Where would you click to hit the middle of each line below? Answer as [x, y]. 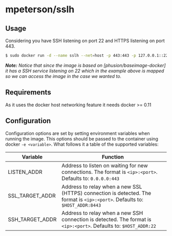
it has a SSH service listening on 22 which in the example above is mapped [85, 71]
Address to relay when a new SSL [102, 187]
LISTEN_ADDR [25, 172]
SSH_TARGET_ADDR [32, 219]
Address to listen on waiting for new [104, 165]
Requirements [28, 93]
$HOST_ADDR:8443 [81, 205]
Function [113, 156]
